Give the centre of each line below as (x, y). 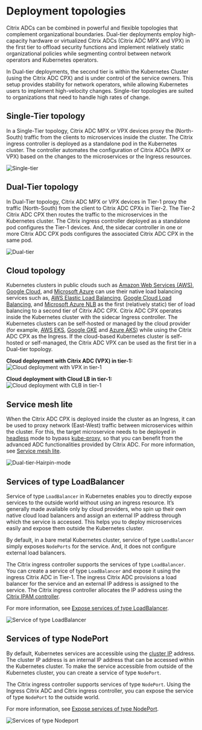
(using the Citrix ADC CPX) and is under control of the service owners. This (100, 78)
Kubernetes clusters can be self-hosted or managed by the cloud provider (99, 323)
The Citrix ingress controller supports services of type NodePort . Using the (99, 684)
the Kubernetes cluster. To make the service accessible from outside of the (99, 666)
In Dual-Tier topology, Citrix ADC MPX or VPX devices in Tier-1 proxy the (96, 202)
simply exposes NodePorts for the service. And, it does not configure (91, 546)
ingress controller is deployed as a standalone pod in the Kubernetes (92, 144)
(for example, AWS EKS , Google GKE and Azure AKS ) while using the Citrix (99, 330)
